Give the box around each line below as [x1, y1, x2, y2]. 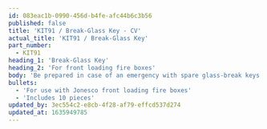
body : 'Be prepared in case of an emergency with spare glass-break [8, 71, 242, 79]
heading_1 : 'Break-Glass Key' [8, 57, 110, 65]
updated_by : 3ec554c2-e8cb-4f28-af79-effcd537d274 [8, 101, 181, 109]
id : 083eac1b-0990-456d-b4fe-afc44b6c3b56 [8, 11, 152, 20]
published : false [8, 19, 67, 27]
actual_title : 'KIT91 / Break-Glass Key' [8, 34, 149, 42]
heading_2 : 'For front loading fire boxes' [8, 64, 156, 72]
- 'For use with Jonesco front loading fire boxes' [15, 86, 192, 95]
